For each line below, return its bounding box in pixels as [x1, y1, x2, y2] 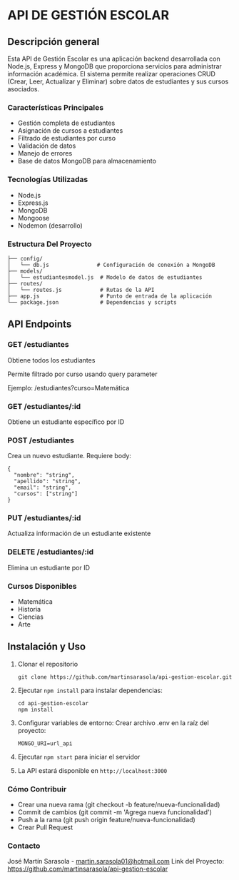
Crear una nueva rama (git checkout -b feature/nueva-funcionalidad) [17, 800, 220, 809]
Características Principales [7, 102, 104, 112]
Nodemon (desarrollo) [17, 221, 83, 230]
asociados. [7, 85, 40, 93]
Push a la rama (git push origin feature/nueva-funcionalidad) [17, 816, 196, 824]
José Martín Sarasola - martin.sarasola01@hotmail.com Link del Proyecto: [7, 857, 225, 866]
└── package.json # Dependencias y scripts [7, 298, 177, 306]
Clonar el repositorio [17, 659, 78, 668]
